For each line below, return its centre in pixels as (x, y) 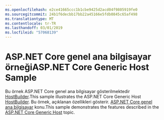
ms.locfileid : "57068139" (32, 32)
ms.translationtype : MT (30, 19)
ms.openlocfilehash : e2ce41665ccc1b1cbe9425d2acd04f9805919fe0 (71, 10)
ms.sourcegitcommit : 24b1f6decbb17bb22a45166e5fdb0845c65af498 (71, 14)
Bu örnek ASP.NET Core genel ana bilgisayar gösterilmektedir (67, 91)
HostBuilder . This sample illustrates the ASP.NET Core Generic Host (73, 96)
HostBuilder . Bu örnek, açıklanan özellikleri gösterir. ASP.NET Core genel (79, 102)
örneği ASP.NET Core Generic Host (77, 67)
